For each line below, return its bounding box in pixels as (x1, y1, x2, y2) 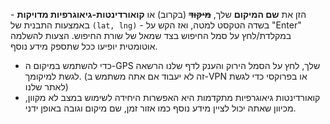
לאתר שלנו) (24, 81, 69, 93)
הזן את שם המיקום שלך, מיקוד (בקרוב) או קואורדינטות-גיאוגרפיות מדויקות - (10, 9, 307, 20)
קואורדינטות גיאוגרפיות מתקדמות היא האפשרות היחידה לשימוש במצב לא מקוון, (24, 92, 321, 103)
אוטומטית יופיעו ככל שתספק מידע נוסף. (10, 40, 158, 52)
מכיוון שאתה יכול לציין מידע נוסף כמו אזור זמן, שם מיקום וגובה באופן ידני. (24, 102, 297, 114)
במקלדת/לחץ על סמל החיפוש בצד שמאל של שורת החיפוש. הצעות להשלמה (10, 30, 292, 41)
